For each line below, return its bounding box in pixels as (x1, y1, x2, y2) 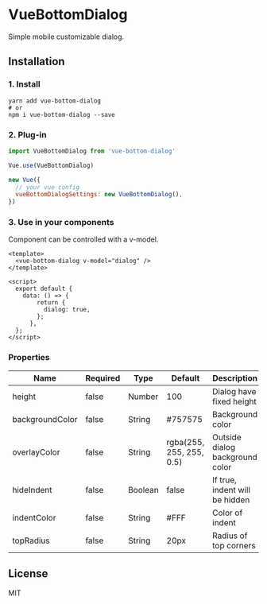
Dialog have (211, 385, 257, 397)
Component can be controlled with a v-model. (8, 234, 159, 244)
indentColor (12, 512, 56, 523)
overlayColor (12, 447, 60, 458)
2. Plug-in (8, 129, 47, 140)
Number (128, 391, 159, 402)
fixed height (211, 396, 257, 407)
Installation (8, 55, 65, 68)
